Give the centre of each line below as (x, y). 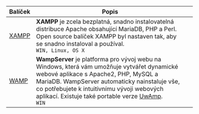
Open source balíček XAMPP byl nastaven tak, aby (106, 36)
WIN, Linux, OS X (60, 51)
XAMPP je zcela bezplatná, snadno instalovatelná (105, 22)
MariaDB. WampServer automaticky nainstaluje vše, (108, 81)
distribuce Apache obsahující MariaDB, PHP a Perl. (106, 29)
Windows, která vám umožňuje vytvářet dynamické (107, 66)
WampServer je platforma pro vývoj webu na (99, 59)
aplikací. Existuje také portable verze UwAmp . (99, 96)
